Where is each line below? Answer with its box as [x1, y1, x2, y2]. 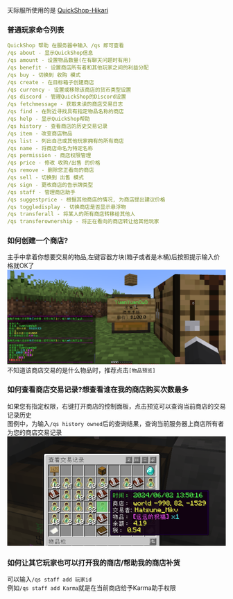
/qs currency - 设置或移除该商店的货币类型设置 [7, 86, 132, 93]
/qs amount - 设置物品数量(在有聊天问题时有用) [7, 57, 132, 64]
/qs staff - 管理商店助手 [7, 188, 76, 196]
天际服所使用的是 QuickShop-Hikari [7, 6, 109, 14]
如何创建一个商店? [7, 236, 69, 245]
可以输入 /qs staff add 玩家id [7, 575, 92, 584]
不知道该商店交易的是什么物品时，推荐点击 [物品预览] [7, 366, 156, 374]
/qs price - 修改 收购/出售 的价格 [7, 159, 101, 167]
